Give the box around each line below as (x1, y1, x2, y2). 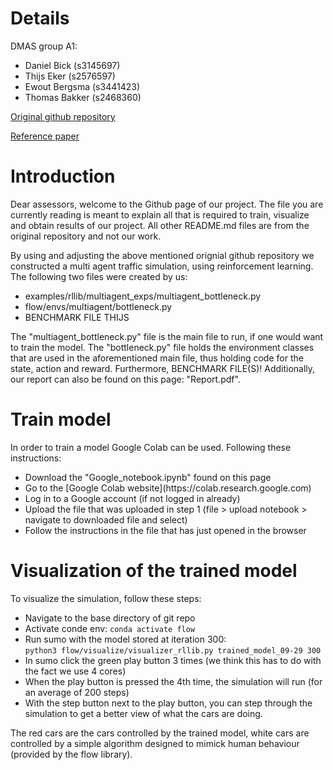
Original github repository (10, 110, 116, 122)
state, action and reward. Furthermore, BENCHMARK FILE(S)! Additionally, (10, 362, 316, 374)
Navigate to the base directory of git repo (24, 612, 196, 624)
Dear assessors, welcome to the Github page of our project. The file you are (10, 198, 324, 210)
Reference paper (10, 130, 80, 142)
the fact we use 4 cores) (24, 665, 127, 677)
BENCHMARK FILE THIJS (24, 311, 130, 323)
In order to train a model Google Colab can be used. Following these (10, 441, 292, 453)
